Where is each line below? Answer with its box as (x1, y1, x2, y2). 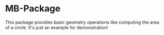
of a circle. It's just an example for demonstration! (5, 24, 108, 30)
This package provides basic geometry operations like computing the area (5, 19, 159, 25)
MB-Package (5, 3, 61, 14)
